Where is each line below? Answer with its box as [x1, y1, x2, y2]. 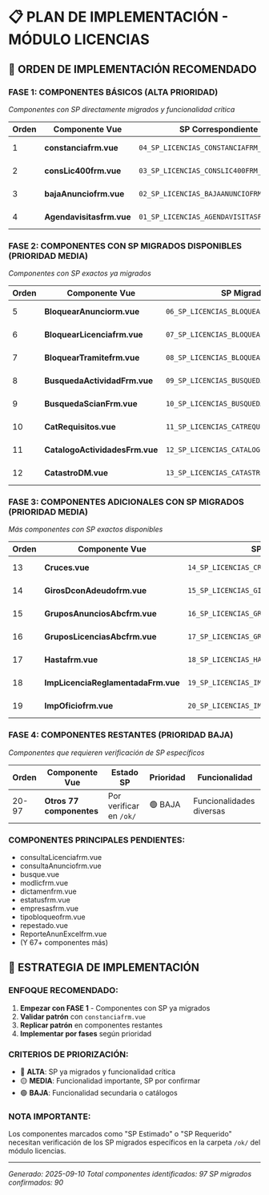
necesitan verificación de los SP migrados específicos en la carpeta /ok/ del [8, 1137, 261, 1148]
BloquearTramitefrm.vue [44, 352, 140, 363]
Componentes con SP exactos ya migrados [8, 268, 152, 278]
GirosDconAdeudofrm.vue [44, 585, 147, 596]
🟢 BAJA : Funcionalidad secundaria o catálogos [19, 1088, 178, 1098]
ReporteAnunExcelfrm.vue [19, 929, 107, 939]
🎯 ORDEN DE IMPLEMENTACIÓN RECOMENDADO [8, 63, 257, 76]
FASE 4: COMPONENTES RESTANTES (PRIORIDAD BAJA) [8, 729, 234, 741]
